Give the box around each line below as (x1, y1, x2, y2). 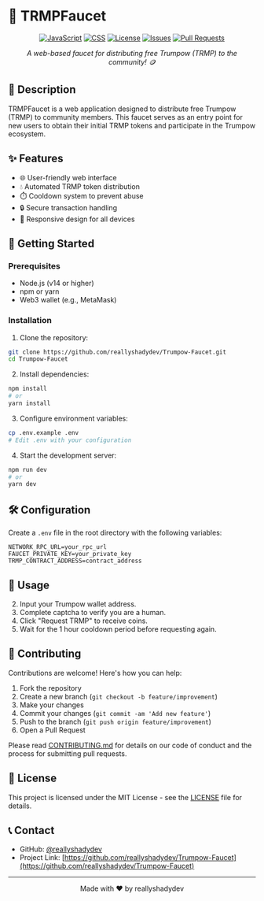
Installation (8, 315, 53, 326)
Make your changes (19, 700, 84, 710)
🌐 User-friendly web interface (19, 172, 117, 182)
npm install (8, 385, 47, 393)
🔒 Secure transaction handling (19, 202, 118, 212)
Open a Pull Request (19, 725, 86, 735)
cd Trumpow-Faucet (8, 355, 68, 363)
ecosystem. (8, 129, 46, 139)
